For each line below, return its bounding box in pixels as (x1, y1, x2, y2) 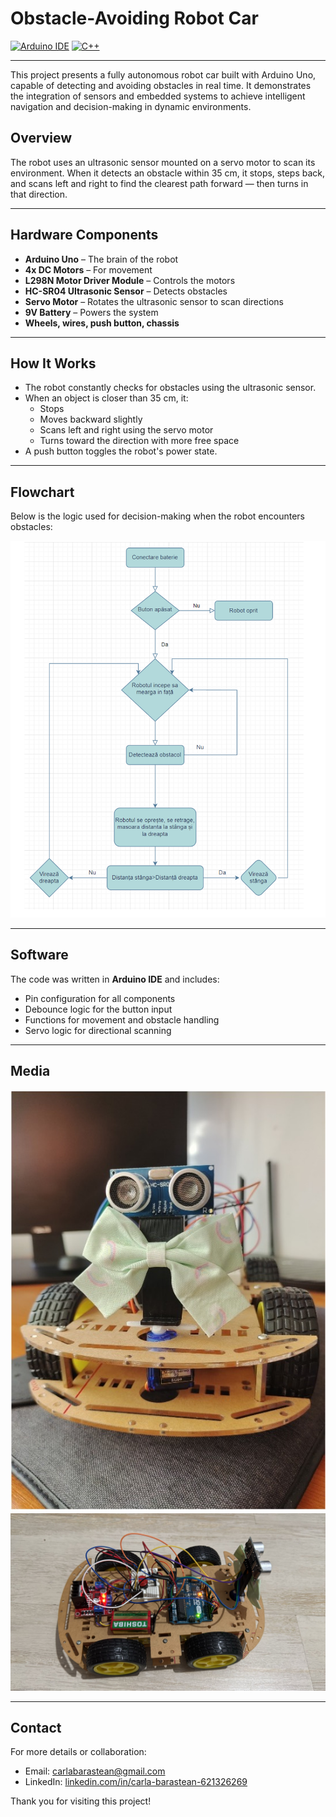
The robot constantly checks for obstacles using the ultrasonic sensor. (24, 382, 317, 394)
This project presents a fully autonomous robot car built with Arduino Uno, (10, 68, 317, 81)
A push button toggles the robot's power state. (24, 445, 218, 457)
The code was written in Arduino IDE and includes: (10, 973, 220, 985)
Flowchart (10, 483, 75, 501)
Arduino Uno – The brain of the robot (24, 253, 179, 265)
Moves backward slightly (39, 413, 143, 426)
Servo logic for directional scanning (24, 1024, 172, 1036)
